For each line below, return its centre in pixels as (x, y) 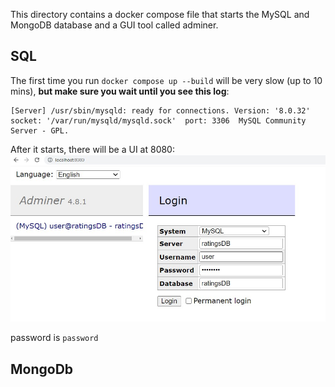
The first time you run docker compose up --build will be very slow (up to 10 (166, 80)
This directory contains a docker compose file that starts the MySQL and (160, 14)
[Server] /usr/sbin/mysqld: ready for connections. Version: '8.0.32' (160, 110)
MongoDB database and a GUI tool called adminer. (114, 25)
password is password (54, 338)
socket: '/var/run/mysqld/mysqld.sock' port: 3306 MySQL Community (158, 120)
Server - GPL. (40, 130)
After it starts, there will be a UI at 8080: (92, 149)
